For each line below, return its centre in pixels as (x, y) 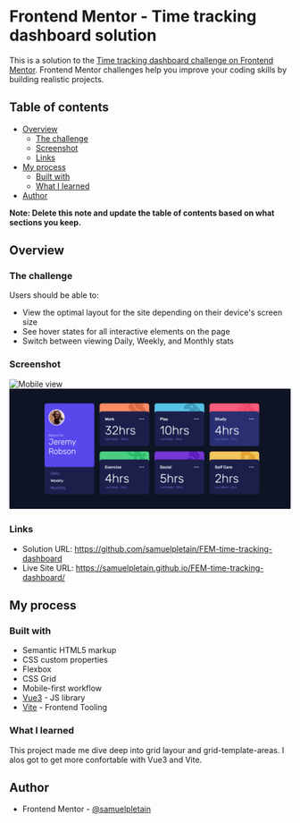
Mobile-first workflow (62, 688)
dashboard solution (83, 35)
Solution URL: (47, 548)
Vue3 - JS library (54, 698)
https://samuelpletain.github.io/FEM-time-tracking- (170, 568)
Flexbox (37, 669)
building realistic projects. (57, 79)
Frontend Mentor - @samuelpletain (87, 809)
